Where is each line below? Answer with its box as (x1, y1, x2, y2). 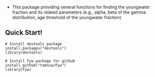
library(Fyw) (5, 67, 32, 72)
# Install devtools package (5, 41, 62, 46)
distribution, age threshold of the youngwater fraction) (12, 15, 122, 20)
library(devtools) (5, 50, 42, 55)
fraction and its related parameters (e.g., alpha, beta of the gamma (12, 9, 146, 15)
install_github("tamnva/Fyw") (5, 63, 67, 68)
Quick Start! (5, 29, 43, 37)
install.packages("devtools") (5, 46, 67, 51)
